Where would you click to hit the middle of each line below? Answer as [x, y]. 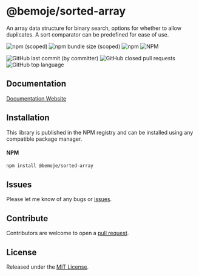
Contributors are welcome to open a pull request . [68, 233]
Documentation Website [36, 98]
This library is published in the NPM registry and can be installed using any [100, 132]
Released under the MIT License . [48, 267]
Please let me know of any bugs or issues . [59, 199]
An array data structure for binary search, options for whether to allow [94, 28]
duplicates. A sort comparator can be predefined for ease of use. [88, 34]
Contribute [27, 218]
